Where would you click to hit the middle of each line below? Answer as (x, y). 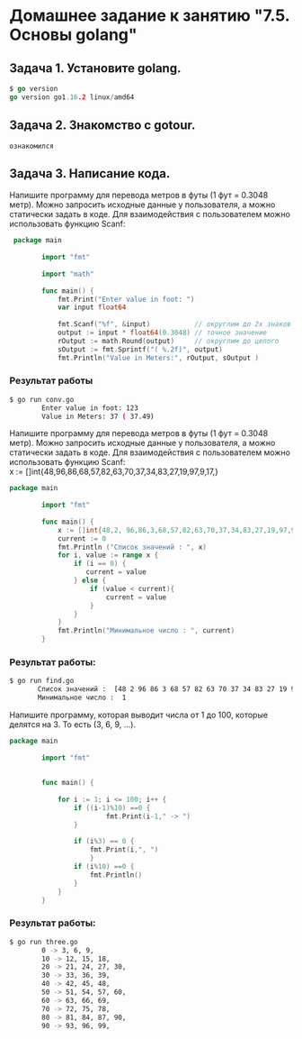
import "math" (68, 274)
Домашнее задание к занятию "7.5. (150, 16)
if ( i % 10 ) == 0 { (104, 867)
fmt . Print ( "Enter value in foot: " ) (126, 299)
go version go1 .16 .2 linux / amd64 (72, 97)
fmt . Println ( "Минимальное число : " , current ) (146, 631)
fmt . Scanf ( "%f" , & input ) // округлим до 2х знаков (174, 324)
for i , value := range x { (108, 555)
